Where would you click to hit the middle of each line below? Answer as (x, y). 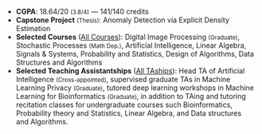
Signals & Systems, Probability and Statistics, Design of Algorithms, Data (135, 54)
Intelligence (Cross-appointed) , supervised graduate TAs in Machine (123, 79)
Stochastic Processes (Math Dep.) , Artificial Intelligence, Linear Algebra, (131, 45)
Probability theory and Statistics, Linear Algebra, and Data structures (129, 113)
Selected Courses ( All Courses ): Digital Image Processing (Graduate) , (128, 37)
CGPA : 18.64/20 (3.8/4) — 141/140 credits (82, 12)
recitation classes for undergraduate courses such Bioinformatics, (124, 104)
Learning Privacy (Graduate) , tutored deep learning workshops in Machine (135, 88)
